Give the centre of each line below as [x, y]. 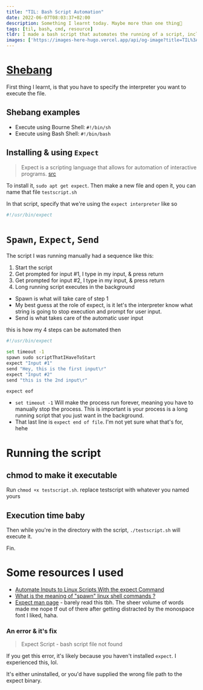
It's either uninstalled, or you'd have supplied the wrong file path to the [94, 674]
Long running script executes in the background [75, 287]
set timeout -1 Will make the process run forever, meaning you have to [104, 403]
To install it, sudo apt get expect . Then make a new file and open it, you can [101, 185]
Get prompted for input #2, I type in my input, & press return [90, 280]
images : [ [19, 40]
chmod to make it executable [62, 475]
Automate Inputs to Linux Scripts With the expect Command [89, 590]
